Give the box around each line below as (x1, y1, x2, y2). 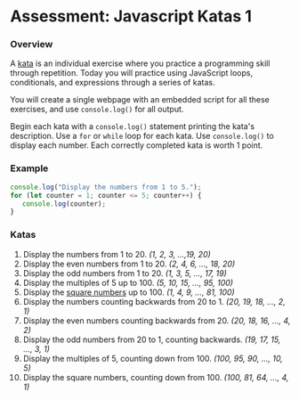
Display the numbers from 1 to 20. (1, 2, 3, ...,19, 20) (22, 249, 212, 259)
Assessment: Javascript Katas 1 (10, 6, 253, 27)
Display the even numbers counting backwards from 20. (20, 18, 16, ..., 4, (22, 314, 291, 326)
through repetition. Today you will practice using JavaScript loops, (10, 68, 254, 78)
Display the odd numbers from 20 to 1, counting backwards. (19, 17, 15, (22, 334, 281, 345)
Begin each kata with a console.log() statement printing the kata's (10, 121, 255, 132)
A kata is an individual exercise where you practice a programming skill (10, 58, 271, 69)
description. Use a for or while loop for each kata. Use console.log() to (10, 131, 274, 142)
